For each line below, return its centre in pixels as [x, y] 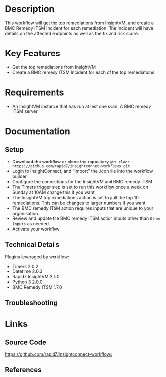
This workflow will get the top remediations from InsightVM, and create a [79, 23]
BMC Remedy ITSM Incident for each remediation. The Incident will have [79, 28]
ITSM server [25, 111]
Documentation [38, 131]
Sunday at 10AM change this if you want [54, 192]
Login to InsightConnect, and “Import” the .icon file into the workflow [83, 171]
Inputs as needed [30, 223]
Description [30, 9]
